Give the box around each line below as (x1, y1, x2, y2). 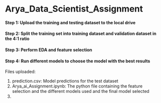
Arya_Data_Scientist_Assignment (5, 3, 143, 15)
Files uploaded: (5, 69, 36, 74)
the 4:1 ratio (5, 36, 30, 42)
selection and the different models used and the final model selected (12, 88, 149, 94)
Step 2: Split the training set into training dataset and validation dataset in (5, 30, 157, 37)
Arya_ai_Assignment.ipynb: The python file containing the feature (12, 83, 143, 89)
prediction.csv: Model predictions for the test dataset (12, 78, 119, 84)
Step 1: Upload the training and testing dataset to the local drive (5, 19, 136, 25)
